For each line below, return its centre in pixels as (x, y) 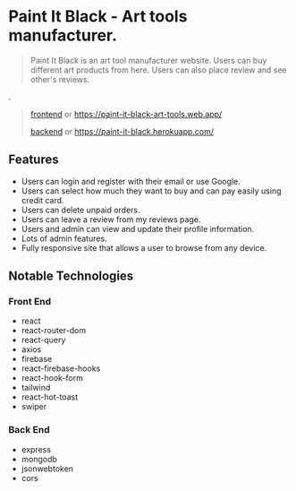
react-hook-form (52, 378)
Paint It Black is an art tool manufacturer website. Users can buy (148, 60)
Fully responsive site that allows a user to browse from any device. (144, 247)
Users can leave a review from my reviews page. (111, 219)
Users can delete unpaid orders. (80, 210)
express (36, 449)
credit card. (42, 200)
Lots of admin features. (64, 238)
